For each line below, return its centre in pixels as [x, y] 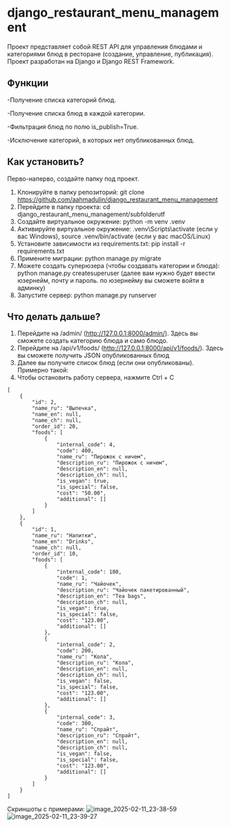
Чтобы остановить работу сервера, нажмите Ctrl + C [96, 377]
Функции [28, 83]
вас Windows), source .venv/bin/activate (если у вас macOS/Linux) [114, 236]
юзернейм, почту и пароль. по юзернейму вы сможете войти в [111, 280]
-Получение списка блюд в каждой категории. [76, 113]
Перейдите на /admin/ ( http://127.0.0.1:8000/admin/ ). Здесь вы [107, 333]
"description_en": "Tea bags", [102, 596]
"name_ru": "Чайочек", [89, 584]
